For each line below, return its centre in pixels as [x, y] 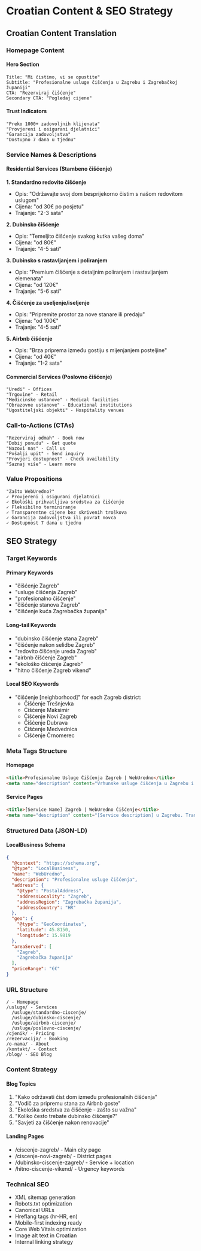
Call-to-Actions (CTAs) [40, 425]
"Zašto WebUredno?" [31, 491]
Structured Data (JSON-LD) [47, 831]
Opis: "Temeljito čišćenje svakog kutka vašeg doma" [80, 236]
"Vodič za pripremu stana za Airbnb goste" [68, 1104]
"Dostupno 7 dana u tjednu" [41, 140]
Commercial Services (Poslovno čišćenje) [59, 377]
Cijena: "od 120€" [36, 285]
